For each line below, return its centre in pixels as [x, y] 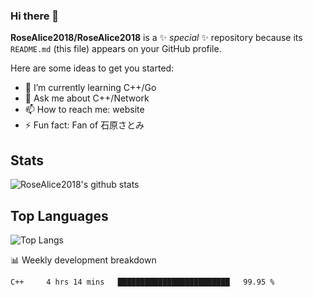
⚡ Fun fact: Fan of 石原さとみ [84, 125]
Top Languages [59, 215]
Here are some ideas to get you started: [92, 68]
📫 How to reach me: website [84, 110]
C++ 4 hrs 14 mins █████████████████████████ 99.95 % [142, 282]
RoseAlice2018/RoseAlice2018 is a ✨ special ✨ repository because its [156, 38]
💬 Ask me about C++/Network [87, 98]
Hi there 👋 [35, 16]
